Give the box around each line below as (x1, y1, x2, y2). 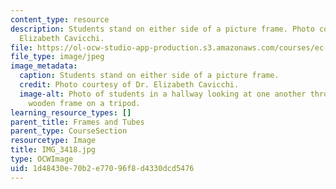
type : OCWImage (10, 154, 74, 164)
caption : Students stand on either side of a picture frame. (19, 71, 280, 81)
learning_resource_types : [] (10, 107, 132, 118)
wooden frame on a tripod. (28, 98, 141, 108)
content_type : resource (10, 14, 110, 25)
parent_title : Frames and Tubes (10, 117, 145, 127)
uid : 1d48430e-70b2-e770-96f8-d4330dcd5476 (10, 163, 195, 173)
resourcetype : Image (10, 136, 97, 146)
